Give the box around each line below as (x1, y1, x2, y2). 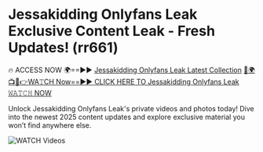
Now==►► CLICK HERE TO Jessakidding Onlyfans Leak (56, 77, 239, 86)
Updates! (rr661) (8, 39, 119, 56)
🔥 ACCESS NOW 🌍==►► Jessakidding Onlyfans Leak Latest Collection (8, 65, 242, 74)
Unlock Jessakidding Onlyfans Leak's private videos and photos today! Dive (8, 103, 254, 113)
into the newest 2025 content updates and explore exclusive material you (8, 112, 246, 121)
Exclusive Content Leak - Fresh (8, 22, 216, 40)
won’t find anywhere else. (8, 120, 92, 130)
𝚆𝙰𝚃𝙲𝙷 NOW (8, 88, 53, 97)
